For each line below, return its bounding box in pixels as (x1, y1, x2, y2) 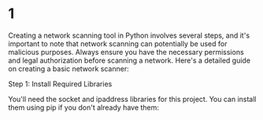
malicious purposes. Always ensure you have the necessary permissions (8, 47, 244, 56)
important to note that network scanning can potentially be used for (8, 38, 228, 48)
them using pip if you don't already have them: (8, 103, 160, 112)
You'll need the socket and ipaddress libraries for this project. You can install (8, 94, 257, 104)
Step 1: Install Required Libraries (8, 79, 113, 89)
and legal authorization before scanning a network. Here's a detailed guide (8, 56, 250, 65)
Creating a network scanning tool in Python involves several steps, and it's (8, 31, 250, 40)
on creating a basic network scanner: (8, 64, 129, 73)
